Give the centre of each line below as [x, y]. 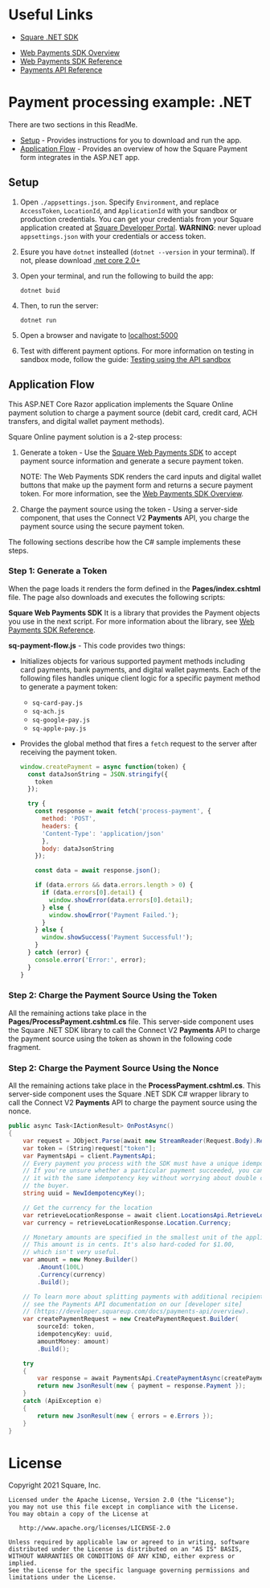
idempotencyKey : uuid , [75, 1334]
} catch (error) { [58, 952]
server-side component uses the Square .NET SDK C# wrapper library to [129, 1094]
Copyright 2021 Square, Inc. [55, 1485]
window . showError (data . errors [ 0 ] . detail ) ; [121, 900]
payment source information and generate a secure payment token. [131, 461]
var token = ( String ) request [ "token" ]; [90, 1148]
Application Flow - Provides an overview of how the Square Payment [133, 148]
